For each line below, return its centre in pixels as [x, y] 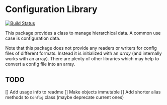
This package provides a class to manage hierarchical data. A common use [83, 33]
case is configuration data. [33, 38]
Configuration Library [51, 9]
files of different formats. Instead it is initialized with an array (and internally [83, 53]
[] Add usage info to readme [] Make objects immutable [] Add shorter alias [83, 92]
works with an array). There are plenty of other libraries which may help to [82, 58]
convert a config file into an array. [40, 64]
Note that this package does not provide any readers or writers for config [81, 48]
